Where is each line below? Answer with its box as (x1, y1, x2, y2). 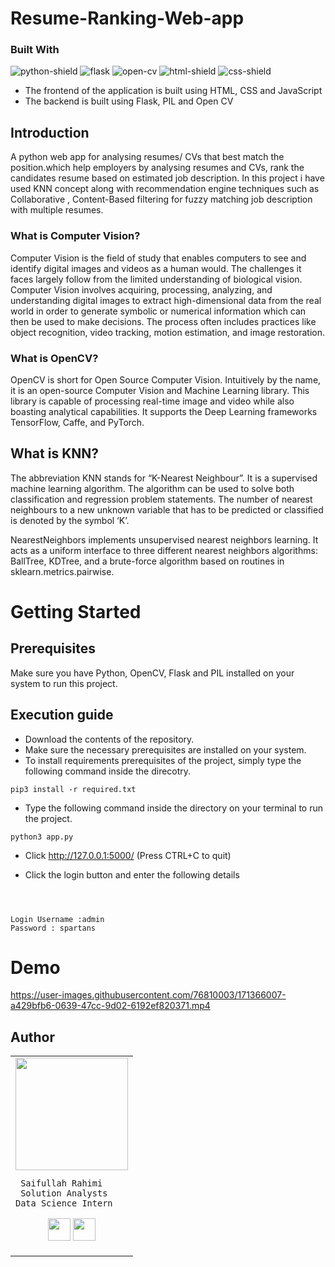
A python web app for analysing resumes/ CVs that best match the (10, 151, 285, 163)
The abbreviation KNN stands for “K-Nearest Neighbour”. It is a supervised (10, 472, 318, 484)
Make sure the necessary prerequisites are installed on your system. (24, 743, 307, 756)
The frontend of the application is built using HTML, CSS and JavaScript (24, 85, 323, 97)
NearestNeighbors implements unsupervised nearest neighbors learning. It (10, 533, 319, 546)
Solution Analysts (20, 1188, 108, 1199)
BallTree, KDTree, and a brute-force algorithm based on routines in (10, 555, 285, 567)
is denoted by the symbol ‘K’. (10, 514, 130, 526)
